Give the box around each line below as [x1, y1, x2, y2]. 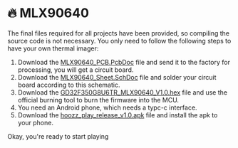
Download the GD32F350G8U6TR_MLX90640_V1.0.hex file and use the [17, 88, 228, 97]
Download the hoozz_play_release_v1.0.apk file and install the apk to [17, 110, 218, 119]
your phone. [17, 118, 53, 127]
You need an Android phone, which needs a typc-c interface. [17, 103, 197, 112]
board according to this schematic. [17, 80, 120, 89]
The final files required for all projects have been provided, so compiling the [7, 28, 230, 37]
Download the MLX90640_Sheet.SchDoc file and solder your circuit [17, 73, 217, 81]
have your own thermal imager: [7, 44, 99, 53]
